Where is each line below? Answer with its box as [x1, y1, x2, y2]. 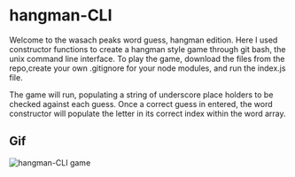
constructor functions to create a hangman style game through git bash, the [9, 43, 286, 54]
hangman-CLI [9, 5, 113, 26]
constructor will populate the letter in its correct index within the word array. [9, 108, 286, 119]
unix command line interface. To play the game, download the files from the [9, 53, 285, 64]
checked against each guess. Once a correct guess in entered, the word [9, 98, 273, 109]
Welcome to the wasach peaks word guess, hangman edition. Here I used [9, 35, 278, 45]
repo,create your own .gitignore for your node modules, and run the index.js [9, 63, 286, 73]
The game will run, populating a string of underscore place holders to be [9, 89, 274, 100]
